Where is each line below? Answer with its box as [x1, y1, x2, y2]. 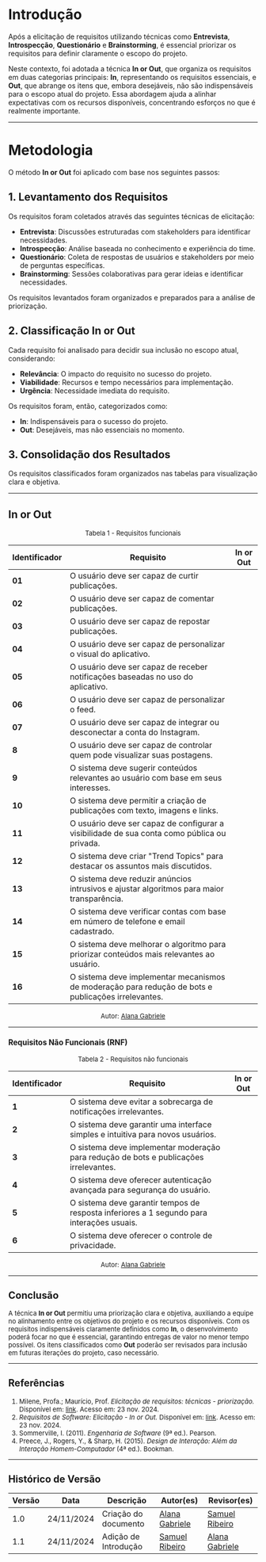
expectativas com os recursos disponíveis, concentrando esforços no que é [8, 97, 256, 107]
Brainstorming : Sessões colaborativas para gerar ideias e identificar [19, 269, 244, 278]
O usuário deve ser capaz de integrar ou [70, 717, 220, 728]
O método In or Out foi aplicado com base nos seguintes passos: [8, 167, 220, 177]
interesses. [70, 782, 111, 793]
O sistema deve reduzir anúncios [70, 873, 192, 884]
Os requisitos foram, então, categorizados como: [8, 401, 168, 411]
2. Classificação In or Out [8, 324, 136, 338]
